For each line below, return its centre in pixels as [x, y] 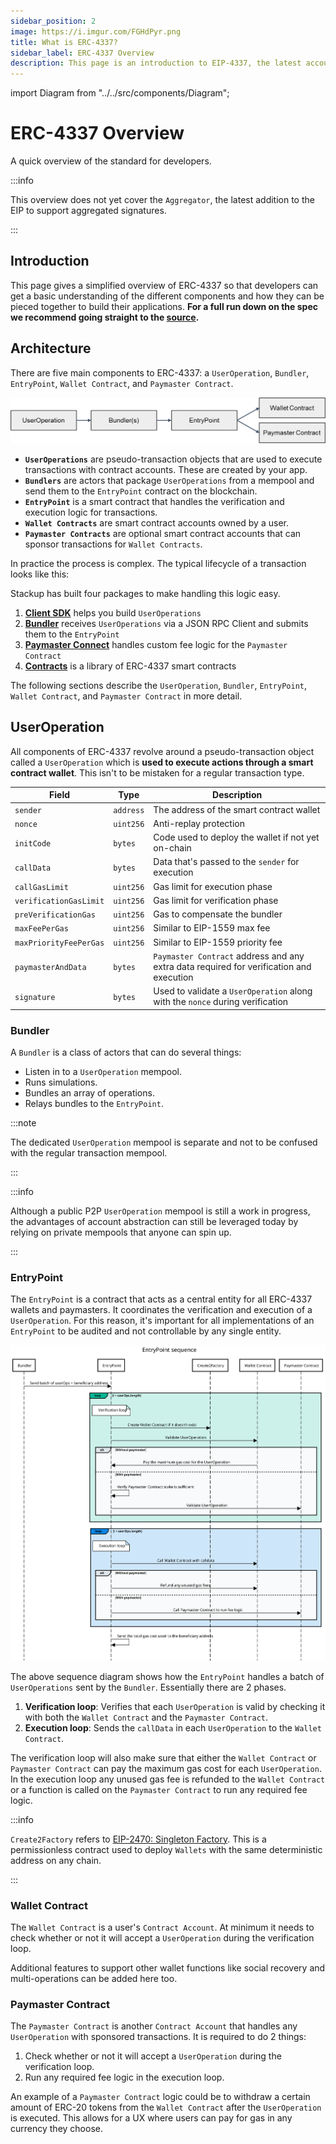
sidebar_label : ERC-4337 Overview [82, 53]
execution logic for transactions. [91, 512]
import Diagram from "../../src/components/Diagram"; [120, 93]
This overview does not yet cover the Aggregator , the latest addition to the [162, 200]
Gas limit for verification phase [216, 900]
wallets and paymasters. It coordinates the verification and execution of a [161, 1310]
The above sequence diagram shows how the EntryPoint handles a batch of [167, 1676]
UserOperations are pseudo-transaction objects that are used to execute [173, 459]
